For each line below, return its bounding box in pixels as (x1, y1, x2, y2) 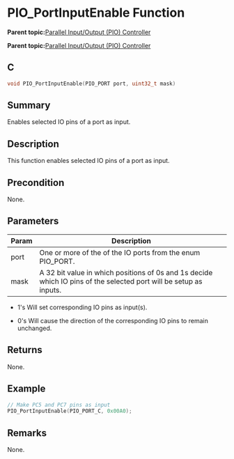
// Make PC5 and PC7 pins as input (7, 401, 111, 408)
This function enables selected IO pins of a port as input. (7, 157, 170, 165)
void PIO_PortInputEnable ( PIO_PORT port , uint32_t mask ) (7, 80, 176, 87)
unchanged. (17, 324, 52, 332)
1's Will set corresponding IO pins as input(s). (17, 303, 148, 311)
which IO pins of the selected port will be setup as (39, 277, 203, 286)
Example (7, 383, 46, 395)
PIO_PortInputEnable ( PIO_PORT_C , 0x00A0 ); (7, 407, 132, 415)
